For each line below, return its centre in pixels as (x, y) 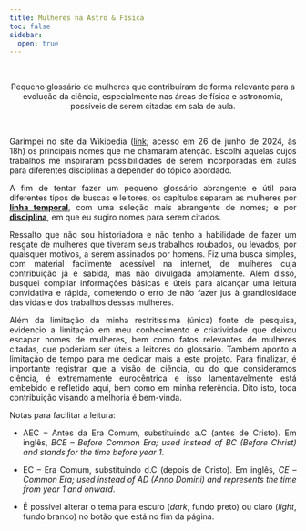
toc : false (30, 26)
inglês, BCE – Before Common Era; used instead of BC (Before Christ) (159, 443)
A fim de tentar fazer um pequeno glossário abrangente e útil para (153, 189)
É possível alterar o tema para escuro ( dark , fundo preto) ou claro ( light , (159, 507)
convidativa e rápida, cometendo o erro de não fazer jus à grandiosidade (153, 293)
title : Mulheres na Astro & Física (77, 18)
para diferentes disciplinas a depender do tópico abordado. (121, 170)
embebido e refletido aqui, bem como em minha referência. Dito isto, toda (153, 388)
